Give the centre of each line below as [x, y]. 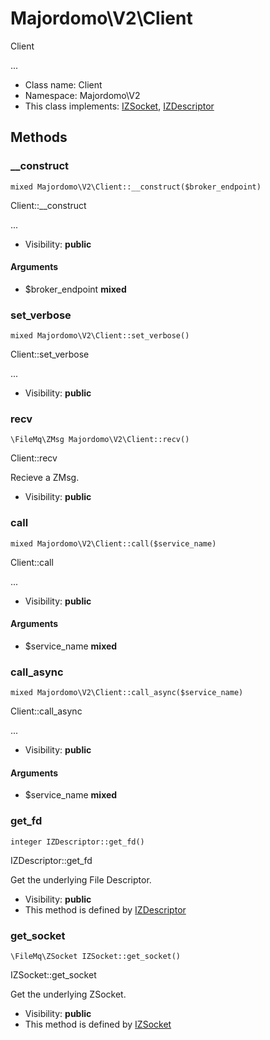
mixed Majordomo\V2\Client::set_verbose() [100, 336]
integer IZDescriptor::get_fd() [77, 842]
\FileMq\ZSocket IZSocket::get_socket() [96, 957]
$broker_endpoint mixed [75, 289]
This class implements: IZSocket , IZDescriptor [119, 106]
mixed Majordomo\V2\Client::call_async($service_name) [127, 693]
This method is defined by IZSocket [98, 1024]
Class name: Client [63, 84]
